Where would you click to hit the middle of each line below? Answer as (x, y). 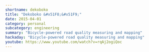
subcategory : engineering (32, 28)
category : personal (26, 24)
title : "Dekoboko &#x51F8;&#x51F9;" (43, 14)
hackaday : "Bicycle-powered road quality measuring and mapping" (75, 38)
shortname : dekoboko (27, 10)
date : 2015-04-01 (23, 19)
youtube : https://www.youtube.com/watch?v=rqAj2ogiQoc (64, 42)
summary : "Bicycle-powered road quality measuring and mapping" (74, 33)
